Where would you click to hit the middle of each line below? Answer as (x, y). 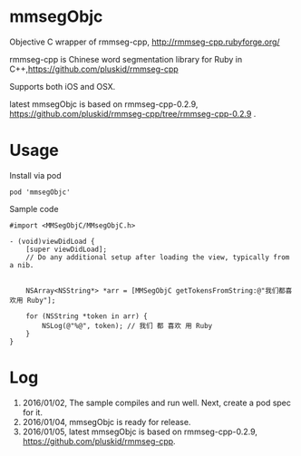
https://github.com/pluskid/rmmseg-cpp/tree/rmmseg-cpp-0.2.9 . (133, 113)
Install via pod (35, 175)
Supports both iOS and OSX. (63, 86)
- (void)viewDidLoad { (52, 241)
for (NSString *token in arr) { (87, 316)
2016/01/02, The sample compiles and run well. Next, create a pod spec (157, 403)
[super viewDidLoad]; (66, 249)
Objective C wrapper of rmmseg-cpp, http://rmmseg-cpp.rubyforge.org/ (145, 42)
